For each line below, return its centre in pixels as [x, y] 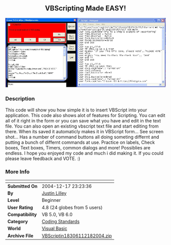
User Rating [20, 207]
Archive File [20, 235]
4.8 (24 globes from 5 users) [72, 207]
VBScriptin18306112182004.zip [77, 235]
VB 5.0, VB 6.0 [57, 214]
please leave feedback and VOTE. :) [43, 158]
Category [18, 221]
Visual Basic [54, 229]
